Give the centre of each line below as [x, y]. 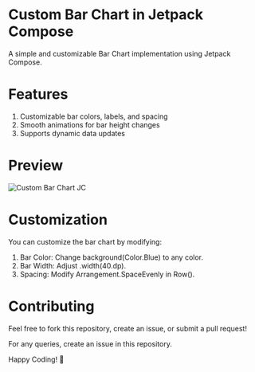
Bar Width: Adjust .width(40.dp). [73, 265]
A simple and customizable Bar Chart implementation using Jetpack [120, 53]
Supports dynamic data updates [73, 133]
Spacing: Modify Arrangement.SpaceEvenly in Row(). [107, 274]
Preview [36, 166]
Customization [58, 220]
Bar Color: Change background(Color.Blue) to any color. [112, 257]
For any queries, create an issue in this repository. [90, 343]
